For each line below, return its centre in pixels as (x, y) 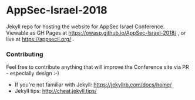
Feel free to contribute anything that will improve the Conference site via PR (97, 67)
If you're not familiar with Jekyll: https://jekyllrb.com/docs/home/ (93, 85)
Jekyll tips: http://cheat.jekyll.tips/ (56, 91)
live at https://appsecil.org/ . (40, 39)
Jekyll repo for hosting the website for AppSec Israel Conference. (85, 26)
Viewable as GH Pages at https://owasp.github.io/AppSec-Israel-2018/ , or (96, 32)
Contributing (25, 54)
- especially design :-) (33, 74)
